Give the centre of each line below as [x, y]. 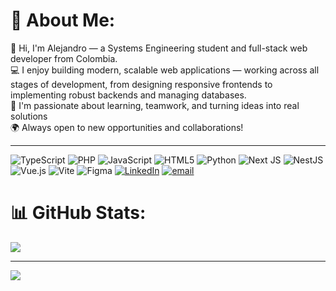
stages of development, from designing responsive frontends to [141, 84]
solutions [29, 116]
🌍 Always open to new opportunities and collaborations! [127, 127]
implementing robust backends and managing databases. [128, 95]
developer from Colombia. [64, 58]
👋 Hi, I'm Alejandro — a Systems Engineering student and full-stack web [159, 48]
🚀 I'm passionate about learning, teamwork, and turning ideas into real [155, 105]
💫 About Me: [63, 20]
